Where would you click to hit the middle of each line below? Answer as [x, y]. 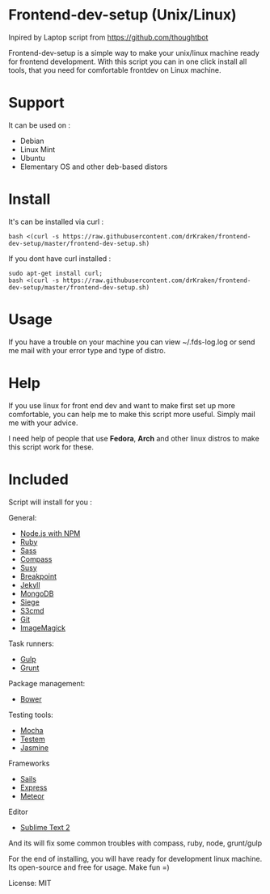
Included [38, 479]
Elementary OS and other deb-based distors [94, 167]
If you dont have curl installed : [60, 258]
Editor [18, 812]
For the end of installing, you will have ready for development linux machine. [135, 858]
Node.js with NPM [50, 533]
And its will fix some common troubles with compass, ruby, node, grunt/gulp [135, 843]
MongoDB [37, 593]
